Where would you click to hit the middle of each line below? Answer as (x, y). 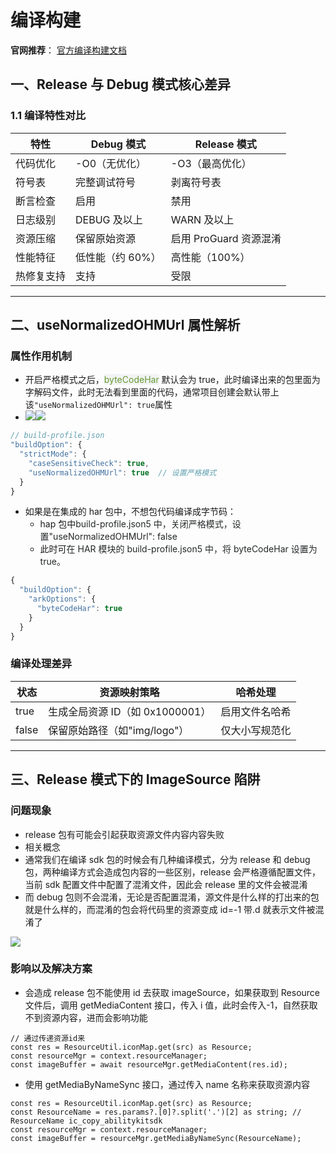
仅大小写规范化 (256, 730)
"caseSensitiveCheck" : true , (89, 463)
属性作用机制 (41, 356)
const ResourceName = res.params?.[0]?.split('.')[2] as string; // (156, 1112)
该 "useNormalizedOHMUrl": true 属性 (98, 405)
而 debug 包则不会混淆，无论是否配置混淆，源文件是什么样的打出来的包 (172, 897)
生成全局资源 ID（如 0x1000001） (130, 711)
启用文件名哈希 (256, 711)
